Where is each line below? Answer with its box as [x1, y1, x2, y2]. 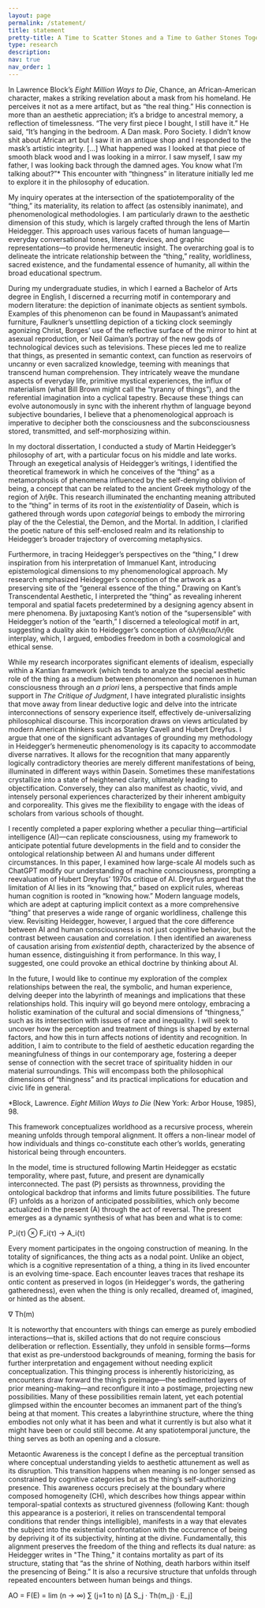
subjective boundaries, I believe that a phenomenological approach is [8, 409, 234, 419]
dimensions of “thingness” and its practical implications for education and [8, 1074, 248, 1084]
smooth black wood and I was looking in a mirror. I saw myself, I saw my [8, 152, 243, 161]
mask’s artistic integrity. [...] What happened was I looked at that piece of [8, 143, 246, 153]
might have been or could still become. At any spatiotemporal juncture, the [8, 1425, 251, 1435]
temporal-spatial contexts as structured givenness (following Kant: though [8, 1500, 250, 1509]
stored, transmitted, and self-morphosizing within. [8, 426, 171, 436]
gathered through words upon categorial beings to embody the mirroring [8, 509, 245, 518]
